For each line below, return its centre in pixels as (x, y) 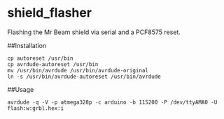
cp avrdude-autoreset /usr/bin (53, 64)
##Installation (27, 45)
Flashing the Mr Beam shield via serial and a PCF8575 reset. (94, 32)
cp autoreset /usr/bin (40, 58)
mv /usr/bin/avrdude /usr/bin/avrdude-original (78, 70)
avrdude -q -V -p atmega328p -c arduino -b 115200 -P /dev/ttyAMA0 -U (112, 102)
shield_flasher (50, 13)
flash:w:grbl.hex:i (36, 108)
